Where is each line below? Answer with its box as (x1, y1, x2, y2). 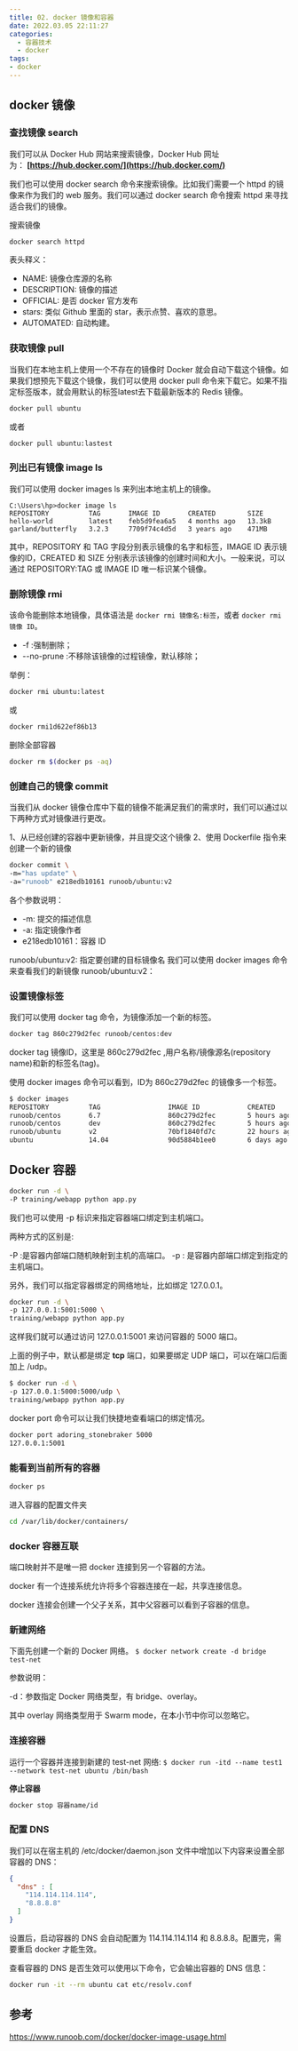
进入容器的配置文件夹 (9, 1499, 87, 1510)
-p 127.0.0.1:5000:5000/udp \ (9, 1387, 122, 1396)
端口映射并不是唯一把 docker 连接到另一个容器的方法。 (9, 1561, 210, 1572)
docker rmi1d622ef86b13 (9, 722, 98, 731)
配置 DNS (9, 1824, 50, 1836)
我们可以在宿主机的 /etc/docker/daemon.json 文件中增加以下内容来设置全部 (9, 1845, 285, 1855)
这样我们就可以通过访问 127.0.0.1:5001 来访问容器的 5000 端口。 (9, 1331, 242, 1342)
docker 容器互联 (9, 1539, 79, 1552)
